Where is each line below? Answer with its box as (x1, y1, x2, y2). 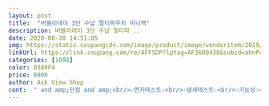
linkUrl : (8, 49, 38, 57)
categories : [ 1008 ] (8, 57, 74, 65)
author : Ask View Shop (8, 78, 84, 86)
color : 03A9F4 (8, 64, 56, 72)
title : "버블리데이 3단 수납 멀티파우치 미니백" (8, 19, 151, 27)
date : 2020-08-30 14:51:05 (8, 33, 98, 42)
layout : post (8, 11, 52, 20)
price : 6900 (8, 71, 48, 79)
